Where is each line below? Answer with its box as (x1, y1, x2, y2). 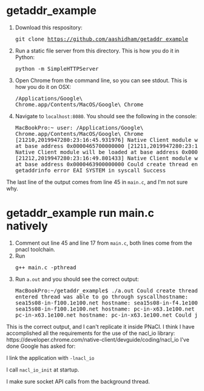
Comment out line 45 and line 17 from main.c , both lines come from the (15, 239, 192, 247)
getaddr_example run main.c (6, 206, 155, 220)
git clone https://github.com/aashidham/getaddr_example (15, 35, 188, 43)
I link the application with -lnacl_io (6, 354, 95, 361)
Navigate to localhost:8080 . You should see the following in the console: (15, 112, 197, 119)
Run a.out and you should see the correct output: (15, 275, 140, 283)
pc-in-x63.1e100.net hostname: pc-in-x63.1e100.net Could (15, 311, 192, 319)
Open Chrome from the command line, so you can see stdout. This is (15, 77, 188, 84)
